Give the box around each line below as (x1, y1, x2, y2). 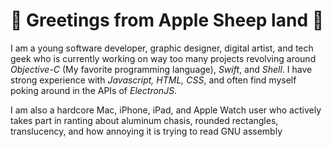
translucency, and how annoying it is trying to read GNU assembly (10, 125, 283, 137)
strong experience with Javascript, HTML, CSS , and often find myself (10, 74, 297, 86)
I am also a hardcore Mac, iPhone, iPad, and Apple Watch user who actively (10, 104, 322, 116)
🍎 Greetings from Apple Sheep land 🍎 (10, 9, 325, 32)
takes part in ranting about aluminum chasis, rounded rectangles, (10, 114, 279, 126)
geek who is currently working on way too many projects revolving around (10, 52, 317, 64)
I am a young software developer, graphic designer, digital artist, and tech (10, 42, 314, 54)
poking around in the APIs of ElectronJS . (10, 84, 178, 96)
